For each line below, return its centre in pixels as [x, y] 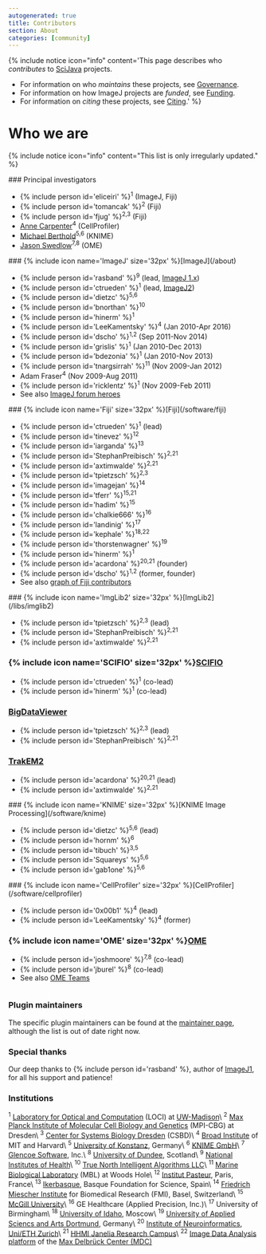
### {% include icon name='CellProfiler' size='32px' [95, 885]
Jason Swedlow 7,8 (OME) [61, 245]
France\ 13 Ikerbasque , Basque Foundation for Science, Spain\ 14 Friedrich [129, 1183]
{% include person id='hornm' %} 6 [77, 839]
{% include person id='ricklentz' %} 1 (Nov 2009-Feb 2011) [115, 385]
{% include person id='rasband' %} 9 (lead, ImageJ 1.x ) [110, 277]
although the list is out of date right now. [74, 1031]
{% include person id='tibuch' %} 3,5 [79, 849]
